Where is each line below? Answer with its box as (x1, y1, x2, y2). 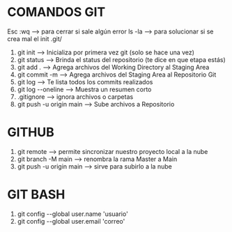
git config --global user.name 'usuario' (17, 210, 129, 218)
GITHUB (7, 125, 54, 140)
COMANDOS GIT (7, 4, 106, 20)
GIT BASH (7, 187, 65, 203)
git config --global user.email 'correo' (17, 217, 125, 225)
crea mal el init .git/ (7, 34, 63, 42)
